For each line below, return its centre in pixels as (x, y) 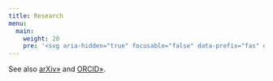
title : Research (36, 16)
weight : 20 (41, 38)
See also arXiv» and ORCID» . (57, 69)
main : (25, 31)
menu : (17, 23)
